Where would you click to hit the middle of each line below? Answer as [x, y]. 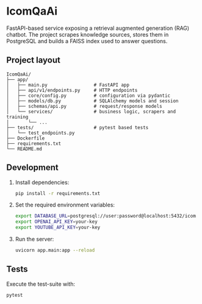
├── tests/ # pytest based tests [78, 127]
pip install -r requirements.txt [58, 193]
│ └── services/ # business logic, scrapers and [91, 111]
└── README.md [24, 149]
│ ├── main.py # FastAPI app [68, 85]
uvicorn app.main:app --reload [55, 250]
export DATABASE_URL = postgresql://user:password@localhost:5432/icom [106, 216]
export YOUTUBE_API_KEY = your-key [58, 228]
